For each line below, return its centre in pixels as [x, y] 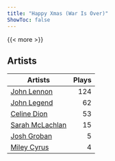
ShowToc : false [29, 20]
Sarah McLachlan [39, 125]
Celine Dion [29, 114]
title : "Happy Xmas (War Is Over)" [58, 13]
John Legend [32, 103]
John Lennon [32, 92]
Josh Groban [31, 136]
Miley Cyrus [30, 147]
